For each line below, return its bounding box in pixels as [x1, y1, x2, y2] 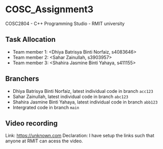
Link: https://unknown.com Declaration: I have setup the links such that [5, 133, 154, 139]
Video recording [5, 119, 58, 128]
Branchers [5, 74, 39, 83]
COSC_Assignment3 [5, 4, 94, 15]
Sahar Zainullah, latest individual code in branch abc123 [12, 93, 128, 100]
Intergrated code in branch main [12, 104, 79, 110]
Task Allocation [5, 35, 56, 44]
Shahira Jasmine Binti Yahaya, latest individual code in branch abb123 [12, 98, 158, 105]
